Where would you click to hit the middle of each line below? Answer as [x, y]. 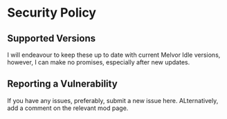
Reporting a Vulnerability [62, 84]
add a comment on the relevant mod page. [68, 108]
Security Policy [52, 13]
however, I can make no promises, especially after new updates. [99, 62]
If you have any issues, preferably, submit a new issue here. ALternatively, [113, 100]
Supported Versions [51, 38]
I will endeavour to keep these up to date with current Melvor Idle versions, [114, 55]
